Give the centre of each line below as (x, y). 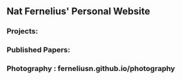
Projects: (22, 31)
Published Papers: (39, 50)
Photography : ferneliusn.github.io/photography (91, 69)
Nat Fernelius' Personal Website (78, 11)
